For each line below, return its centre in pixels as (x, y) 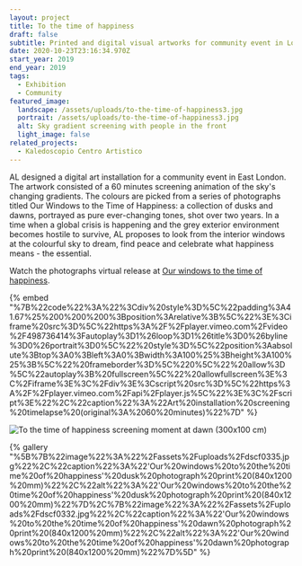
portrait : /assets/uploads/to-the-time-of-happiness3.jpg (129, 118)
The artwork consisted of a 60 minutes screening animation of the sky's (142, 186)
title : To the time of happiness (72, 26)
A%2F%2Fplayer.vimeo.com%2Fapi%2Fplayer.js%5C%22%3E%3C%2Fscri (151, 393)
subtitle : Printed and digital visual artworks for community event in (146, 43)
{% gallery (29, 447)
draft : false (34, 34)
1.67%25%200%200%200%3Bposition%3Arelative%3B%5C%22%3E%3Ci (151, 316)
